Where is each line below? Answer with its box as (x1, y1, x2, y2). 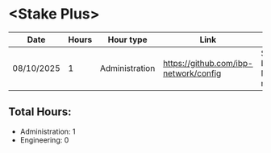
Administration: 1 (19, 126, 76, 136)
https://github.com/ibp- (162, 57, 253, 68)
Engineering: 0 (19, 134, 69, 145)
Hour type (107, 34, 148, 45)
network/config (162, 68, 222, 79)
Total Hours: (8, 105, 72, 119)
